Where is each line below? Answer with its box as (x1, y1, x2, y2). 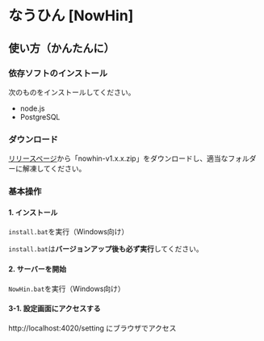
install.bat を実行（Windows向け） (8, 227, 129, 237)
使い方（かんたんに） (8, 41, 115, 55)
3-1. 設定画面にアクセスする (8, 304, 101, 314)
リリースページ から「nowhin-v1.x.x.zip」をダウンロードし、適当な (8, 154, 228, 163)
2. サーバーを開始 (8, 263, 67, 274)
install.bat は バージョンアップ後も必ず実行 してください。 (8, 244, 203, 254)
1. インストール (8, 207, 58, 217)
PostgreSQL (19, 112, 61, 121)
